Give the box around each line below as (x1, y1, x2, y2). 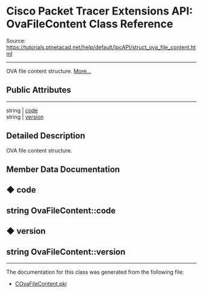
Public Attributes (6, 85, 71, 95)
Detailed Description (6, 131, 86, 141)
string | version (6, 113, 44, 120)
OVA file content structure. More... (6, 67, 92, 74)
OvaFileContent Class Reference (6, 17, 173, 31)
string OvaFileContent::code (6, 205, 116, 216)
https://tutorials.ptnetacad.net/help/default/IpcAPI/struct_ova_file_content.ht (6, 44, 196, 51)
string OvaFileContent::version (6, 246, 126, 257)
